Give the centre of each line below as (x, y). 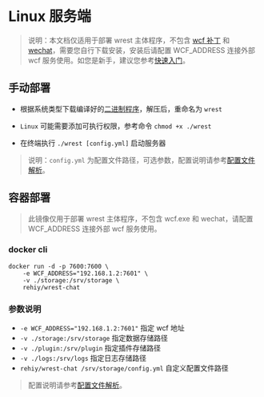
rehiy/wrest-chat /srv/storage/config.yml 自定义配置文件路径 (124, 368)
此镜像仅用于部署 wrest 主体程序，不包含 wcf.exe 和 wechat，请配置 (140, 218)
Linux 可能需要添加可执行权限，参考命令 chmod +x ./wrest (116, 126)
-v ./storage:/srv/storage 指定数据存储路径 (94, 338)
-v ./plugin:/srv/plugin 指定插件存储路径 (90, 348)
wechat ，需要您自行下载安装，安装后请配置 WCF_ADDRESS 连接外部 (142, 50)
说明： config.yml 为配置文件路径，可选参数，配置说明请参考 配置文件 (142, 160)
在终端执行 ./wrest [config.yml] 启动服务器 (93, 143)
